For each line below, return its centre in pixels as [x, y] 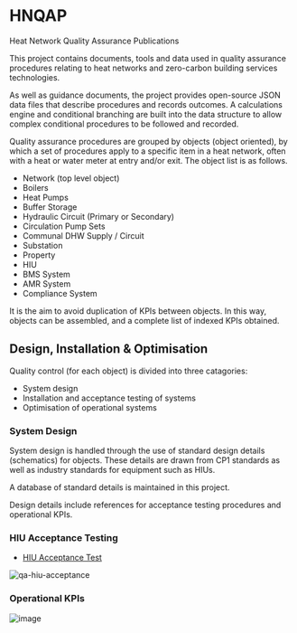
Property [39, 255]
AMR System [46, 283]
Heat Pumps [46, 197]
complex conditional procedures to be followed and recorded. [124, 124]
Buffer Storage [50, 207]
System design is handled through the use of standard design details [137, 451]
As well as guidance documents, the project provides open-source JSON [145, 95]
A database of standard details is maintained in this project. [120, 487]
